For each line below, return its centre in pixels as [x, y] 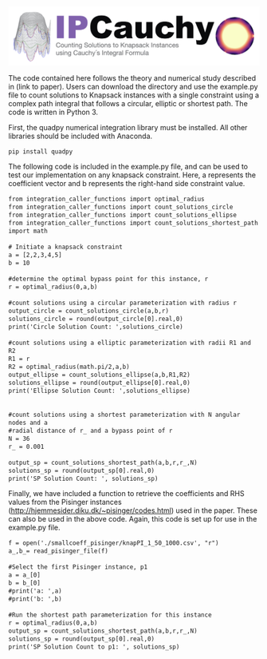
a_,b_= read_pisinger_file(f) [59, 551]
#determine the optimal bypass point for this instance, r [108, 279]
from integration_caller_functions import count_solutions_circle [121, 207]
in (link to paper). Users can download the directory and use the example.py [133, 86]
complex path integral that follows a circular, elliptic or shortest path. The [128, 103]
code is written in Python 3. [53, 112]
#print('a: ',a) [35, 591]
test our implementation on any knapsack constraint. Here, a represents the [132, 175]
